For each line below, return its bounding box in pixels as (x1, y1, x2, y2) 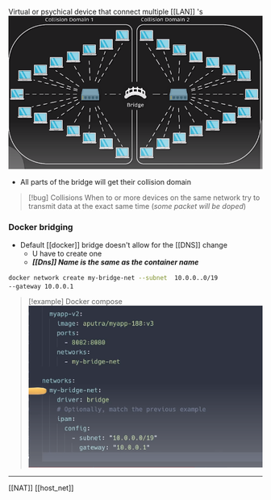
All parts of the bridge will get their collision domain (19, 177, 192, 187)
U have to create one (31, 248, 102, 258)
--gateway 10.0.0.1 (8, 282, 74, 290)
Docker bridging (8, 222, 73, 233)
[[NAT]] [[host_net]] (8, 483, 74, 493)
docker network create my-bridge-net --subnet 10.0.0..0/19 (8, 273, 219, 281)
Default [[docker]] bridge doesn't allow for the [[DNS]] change (19, 240, 228, 249)
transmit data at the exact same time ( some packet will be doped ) (27, 202, 247, 211)
